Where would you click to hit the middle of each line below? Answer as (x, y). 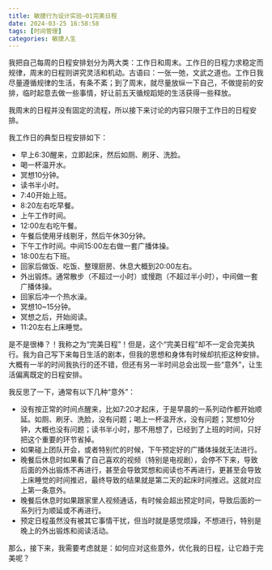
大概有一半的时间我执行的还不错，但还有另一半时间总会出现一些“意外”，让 (132, 365)
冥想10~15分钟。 (47, 307)
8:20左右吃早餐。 (49, 206)
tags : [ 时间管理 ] (35, 31)
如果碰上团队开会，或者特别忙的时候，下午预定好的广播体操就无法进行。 (140, 450)
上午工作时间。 (45, 216)
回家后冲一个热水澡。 (55, 297)
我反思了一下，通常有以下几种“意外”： (72, 392)
